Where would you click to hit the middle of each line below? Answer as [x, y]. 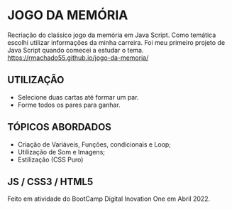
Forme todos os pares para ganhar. [69, 105]
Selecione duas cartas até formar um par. [78, 97]
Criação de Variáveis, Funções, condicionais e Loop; [94, 144]
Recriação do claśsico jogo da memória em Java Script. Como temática [112, 35]
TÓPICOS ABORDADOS [60, 127]
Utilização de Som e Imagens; [61, 152]
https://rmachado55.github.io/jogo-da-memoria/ [78, 58]
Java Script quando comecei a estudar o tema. [76, 50]
